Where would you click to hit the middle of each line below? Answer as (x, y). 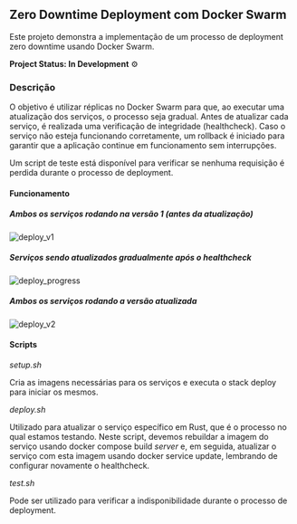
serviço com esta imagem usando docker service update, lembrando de (144, 455)
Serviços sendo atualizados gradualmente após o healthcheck (130, 258)
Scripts (24, 345)
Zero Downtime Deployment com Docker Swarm (148, 15)
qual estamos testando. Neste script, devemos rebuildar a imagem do (139, 436)
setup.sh (26, 365)
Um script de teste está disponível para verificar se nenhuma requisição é (147, 163)
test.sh (22, 482)
